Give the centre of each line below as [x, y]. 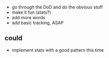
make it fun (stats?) [31, 12]
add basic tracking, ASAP [37, 23]
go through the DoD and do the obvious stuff [57, 7]
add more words [28, 17]
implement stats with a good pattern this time [58, 50]
